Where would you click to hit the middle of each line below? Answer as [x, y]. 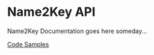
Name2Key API [51, 12]
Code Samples [28, 44]
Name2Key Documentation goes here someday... [77, 31]
